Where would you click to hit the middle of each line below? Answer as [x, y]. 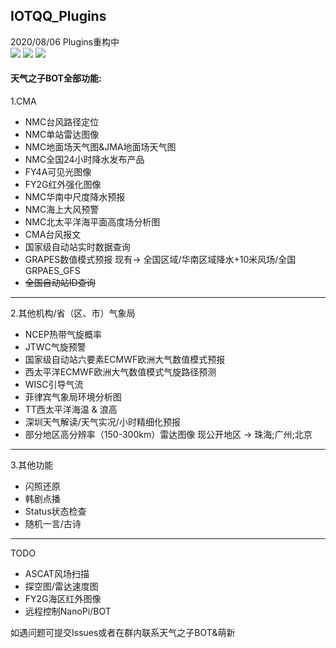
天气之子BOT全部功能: [56, 78]
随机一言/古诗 [53, 524]
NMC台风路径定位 [62, 122]
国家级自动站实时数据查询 [77, 247]
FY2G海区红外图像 [63, 599]
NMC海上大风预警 [62, 210]
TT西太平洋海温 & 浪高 [71, 410]
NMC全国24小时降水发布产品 [84, 160]
